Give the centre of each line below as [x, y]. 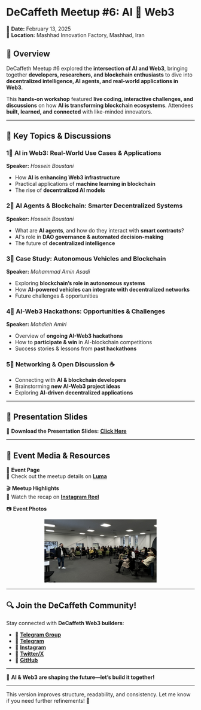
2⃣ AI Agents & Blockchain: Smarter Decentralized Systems [95, 206]
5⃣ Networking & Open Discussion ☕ [60, 365]
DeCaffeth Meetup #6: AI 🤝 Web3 [90, 12]
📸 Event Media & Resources [58, 456]
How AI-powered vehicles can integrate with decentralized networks [102, 290]
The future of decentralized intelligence [65, 243]
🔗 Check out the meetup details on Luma [57, 476]
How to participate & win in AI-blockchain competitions [83, 342]
